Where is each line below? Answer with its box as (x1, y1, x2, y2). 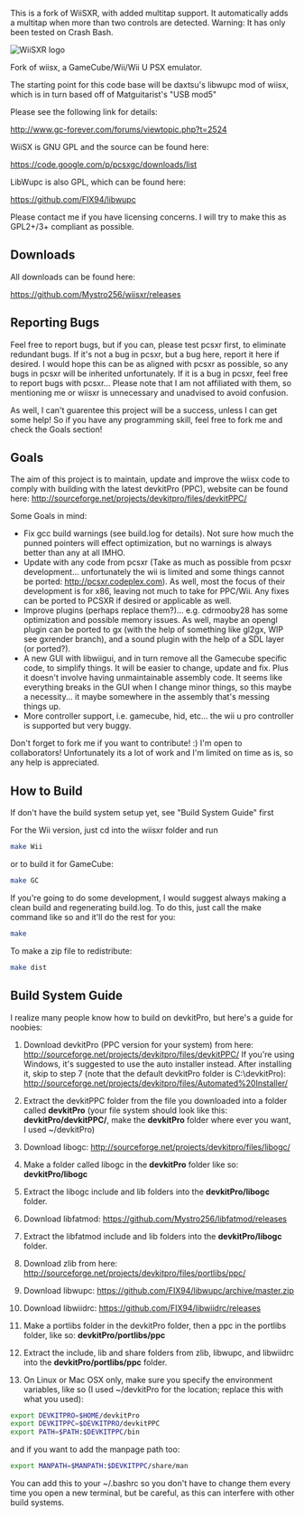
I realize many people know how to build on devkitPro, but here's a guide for (10, 1012, 294, 1022)
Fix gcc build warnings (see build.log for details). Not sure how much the (23, 528, 294, 539)
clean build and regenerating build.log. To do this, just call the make (10, 902, 263, 912)
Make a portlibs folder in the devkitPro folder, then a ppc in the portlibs (23, 1320, 287, 1331)
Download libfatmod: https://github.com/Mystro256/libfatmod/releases (23, 1213, 288, 1224)
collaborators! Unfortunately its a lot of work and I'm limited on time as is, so (10, 748, 294, 758)
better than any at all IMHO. (23, 547, 125, 559)
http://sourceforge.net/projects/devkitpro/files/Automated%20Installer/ (23, 1078, 288, 1088)
